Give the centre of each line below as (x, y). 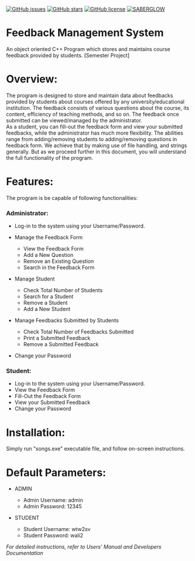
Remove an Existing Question (59, 261)
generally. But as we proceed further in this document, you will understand (96, 151)
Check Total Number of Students (63, 290)
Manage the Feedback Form (49, 238)
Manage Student (35, 279)
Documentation (25, 553)
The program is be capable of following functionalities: (72, 198)
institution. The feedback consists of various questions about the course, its (97, 108)
